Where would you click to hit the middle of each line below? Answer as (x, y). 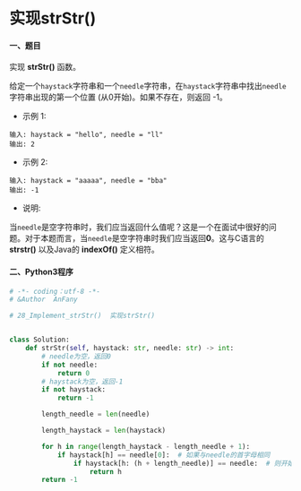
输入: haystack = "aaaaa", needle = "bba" (88, 181)
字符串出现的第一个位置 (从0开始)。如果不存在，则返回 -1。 (119, 97)
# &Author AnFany (43, 300)
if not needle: (70, 365)
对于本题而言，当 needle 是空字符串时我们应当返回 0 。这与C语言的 (144, 238)
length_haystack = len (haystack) (104, 431)
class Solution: (39, 340)
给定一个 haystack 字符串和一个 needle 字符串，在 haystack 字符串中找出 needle (148, 86)
